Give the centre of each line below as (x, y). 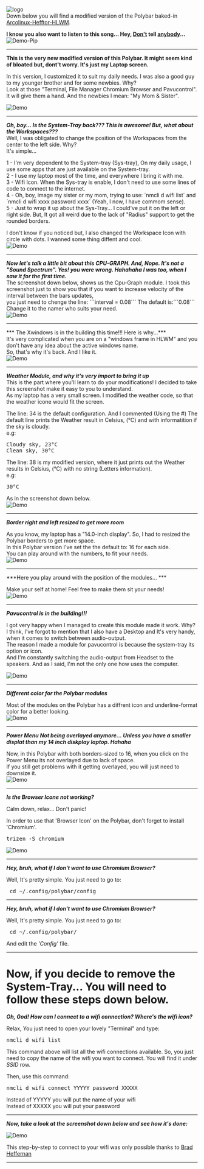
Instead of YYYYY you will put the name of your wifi (71, 1100)
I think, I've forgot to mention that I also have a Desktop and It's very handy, (101, 631)
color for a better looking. (38, 711)
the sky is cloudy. (28, 427)
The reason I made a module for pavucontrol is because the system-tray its (100, 644)
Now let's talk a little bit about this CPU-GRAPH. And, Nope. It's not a (95, 263)
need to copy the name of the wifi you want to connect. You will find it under (102, 1058)
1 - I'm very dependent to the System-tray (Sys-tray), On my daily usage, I (99, 163)
